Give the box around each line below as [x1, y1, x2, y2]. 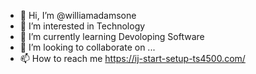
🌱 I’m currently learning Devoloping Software [19, 31, 205, 42]
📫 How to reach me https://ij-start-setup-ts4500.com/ [19, 53, 246, 64]
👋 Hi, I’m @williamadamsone [19, 10, 137, 21]
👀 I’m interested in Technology [19, 20, 146, 32]
